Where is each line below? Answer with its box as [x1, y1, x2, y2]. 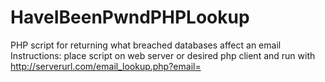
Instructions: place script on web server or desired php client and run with [10, 49, 316, 61]
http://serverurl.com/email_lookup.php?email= [10, 60, 202, 72]
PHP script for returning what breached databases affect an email [10, 39, 282, 51]
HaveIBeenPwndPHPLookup [10, 6, 250, 29]
